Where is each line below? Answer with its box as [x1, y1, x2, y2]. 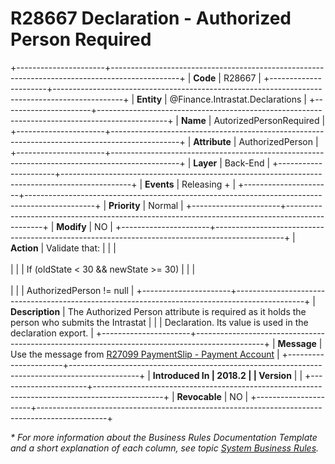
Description [10, 305, 61, 317]
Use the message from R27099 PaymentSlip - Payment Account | [10, 348, 280, 360]
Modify [56, 220, 87, 232]
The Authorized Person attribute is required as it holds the [67, 305, 307, 317]
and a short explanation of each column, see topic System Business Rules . [10, 442, 320, 454]
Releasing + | [181, 178, 237, 190]
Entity [136, 93, 163, 105]
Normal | [148, 199, 184, 211]
